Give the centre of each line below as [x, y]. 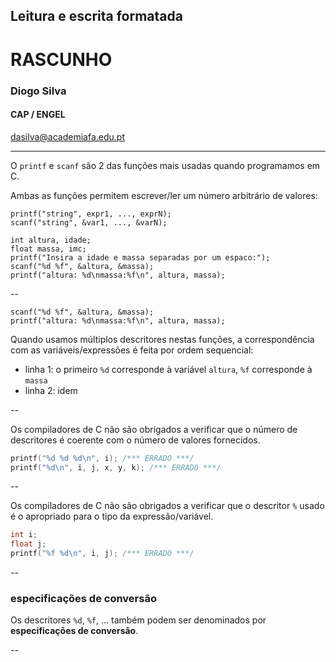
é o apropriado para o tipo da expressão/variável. [112, 516]
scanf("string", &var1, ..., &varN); [89, 222]
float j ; [28, 544]
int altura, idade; [51, 240]
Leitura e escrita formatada [96, 16]
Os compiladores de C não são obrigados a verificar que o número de [154, 429]
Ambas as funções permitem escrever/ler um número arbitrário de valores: [164, 195]
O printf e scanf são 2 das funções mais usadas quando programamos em [165, 165]
